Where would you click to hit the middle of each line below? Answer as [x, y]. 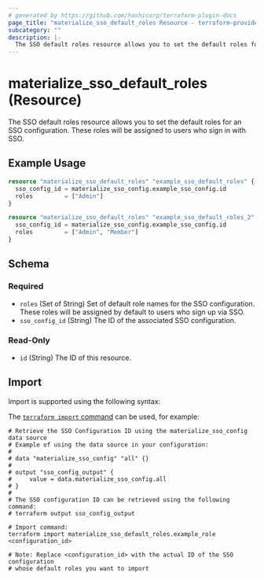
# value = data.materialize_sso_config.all [88, 479]
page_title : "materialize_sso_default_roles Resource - [101, 23]
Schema [29, 264]
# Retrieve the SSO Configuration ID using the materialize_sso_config [128, 431]
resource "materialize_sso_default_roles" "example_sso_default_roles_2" [132, 218]
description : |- [35, 37]
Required [26, 286]
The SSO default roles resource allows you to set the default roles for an [125, 122]
